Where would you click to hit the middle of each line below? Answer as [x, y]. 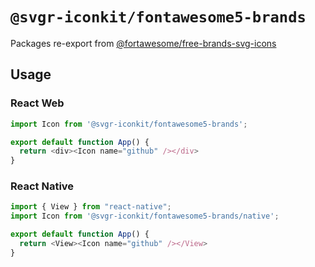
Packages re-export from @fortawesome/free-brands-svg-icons [143, 43]
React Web [37, 103]
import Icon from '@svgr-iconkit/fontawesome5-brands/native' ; [145, 216]
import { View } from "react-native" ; [91, 207]
